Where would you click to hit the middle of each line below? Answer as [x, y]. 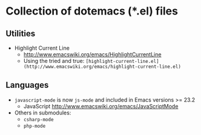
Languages [27, 85]
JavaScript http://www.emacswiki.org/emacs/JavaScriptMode [101, 106]
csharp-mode [38, 119]
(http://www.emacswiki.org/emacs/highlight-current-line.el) [102, 67]
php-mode [35, 126]
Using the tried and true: [54, 61]
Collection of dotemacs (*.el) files [92, 11]
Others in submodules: [43, 113]
